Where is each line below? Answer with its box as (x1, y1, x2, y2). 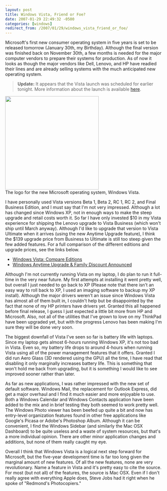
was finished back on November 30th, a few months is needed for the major (5, 50, 162, 56)
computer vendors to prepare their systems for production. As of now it (5, 55, 152, 61)
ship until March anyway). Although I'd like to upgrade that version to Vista (5, 225, 159, 232)
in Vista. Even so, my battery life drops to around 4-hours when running (5, 344, 153, 350)
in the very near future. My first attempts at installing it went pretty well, (15, 277, 163, 283)
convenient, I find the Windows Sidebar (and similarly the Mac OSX (5, 423, 143, 429)
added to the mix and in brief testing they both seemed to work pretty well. (5, 402, 159, 408)
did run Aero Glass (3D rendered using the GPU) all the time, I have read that (5, 355, 163, 361)
